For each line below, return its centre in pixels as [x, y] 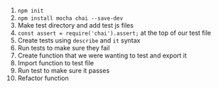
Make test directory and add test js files [75, 25]
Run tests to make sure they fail [64, 48]
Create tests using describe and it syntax [79, 40]
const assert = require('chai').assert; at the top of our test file [114, 33]
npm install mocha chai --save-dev [70, 18]
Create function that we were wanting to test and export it [102, 55]
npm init [31, 11]
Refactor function [43, 78]
